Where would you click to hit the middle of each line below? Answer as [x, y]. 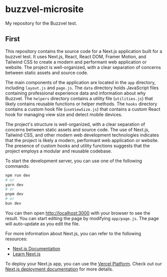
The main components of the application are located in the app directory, [80, 82]
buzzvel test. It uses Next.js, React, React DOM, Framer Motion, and [76, 56]
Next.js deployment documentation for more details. [59, 269]
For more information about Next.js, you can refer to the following [73, 233]
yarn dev [14, 185]
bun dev [13, 203]
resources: [16, 239]
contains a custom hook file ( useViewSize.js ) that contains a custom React [83, 109]
